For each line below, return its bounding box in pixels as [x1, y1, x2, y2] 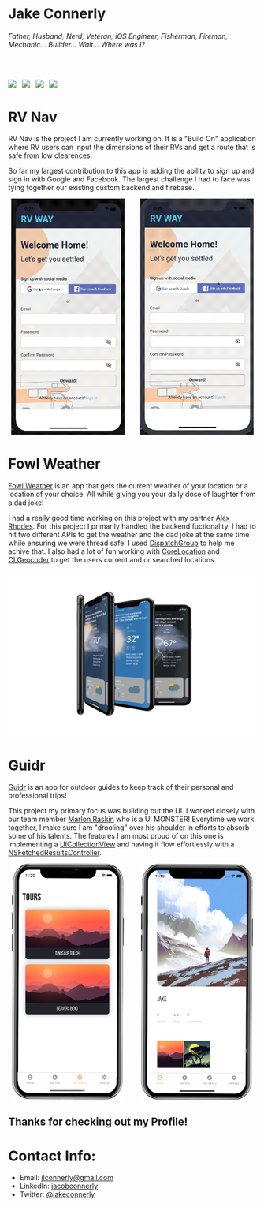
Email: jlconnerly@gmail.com [19, 1173, 114, 1183]
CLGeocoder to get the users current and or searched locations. [8, 555, 217, 564]
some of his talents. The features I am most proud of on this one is [8, 831, 224, 841]
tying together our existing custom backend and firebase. [8, 183, 195, 192]
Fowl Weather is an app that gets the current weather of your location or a [8, 480, 248, 490]
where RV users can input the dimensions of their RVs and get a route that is [8, 143, 256, 152]
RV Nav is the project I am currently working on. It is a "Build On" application [8, 134, 256, 144]
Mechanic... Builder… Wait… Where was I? [8, 39, 146, 49]
